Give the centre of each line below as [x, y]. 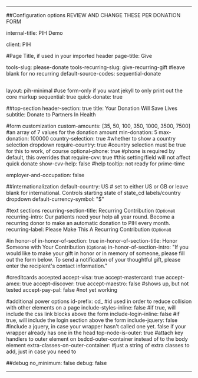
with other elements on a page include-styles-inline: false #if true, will [91, 308]
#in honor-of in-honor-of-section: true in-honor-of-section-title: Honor [92, 241]
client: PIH [19, 44]
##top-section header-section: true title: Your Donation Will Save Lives [92, 108]
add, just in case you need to [41, 351]
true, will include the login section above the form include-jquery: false [92, 320]
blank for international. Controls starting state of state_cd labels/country [93, 193]
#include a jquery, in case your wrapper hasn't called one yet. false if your [96, 327]
